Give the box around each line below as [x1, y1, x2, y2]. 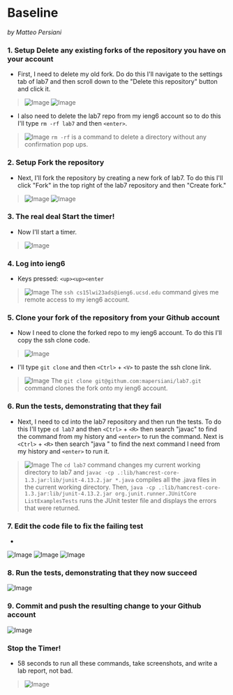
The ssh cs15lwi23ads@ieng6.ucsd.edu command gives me [51, 288, 219, 297]
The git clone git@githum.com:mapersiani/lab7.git [51, 377, 202, 385]
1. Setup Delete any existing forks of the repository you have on [7, 45, 227, 55]
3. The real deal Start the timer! [7, 211, 115, 221]
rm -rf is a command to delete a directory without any [51, 133, 207, 141]
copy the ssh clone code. [17, 336, 91, 345]
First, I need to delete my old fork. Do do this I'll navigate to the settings [17, 70, 223, 78]
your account [7, 54, 54, 63]
